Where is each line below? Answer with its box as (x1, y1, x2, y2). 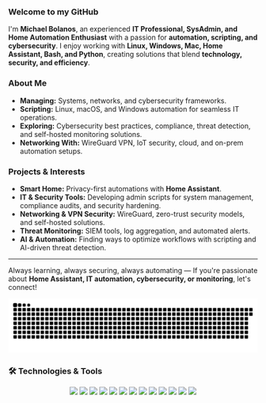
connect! (8, 282, 37, 291)
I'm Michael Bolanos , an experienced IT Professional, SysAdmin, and (8, 25, 238, 34)
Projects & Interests (8, 165, 85, 177)
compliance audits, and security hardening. (19, 200, 161, 210)
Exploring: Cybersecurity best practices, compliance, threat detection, (19, 121, 251, 131)
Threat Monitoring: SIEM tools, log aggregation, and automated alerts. (19, 226, 251, 235)
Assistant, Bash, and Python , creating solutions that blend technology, (8, 50, 243, 59)
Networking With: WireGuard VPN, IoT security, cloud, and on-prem (19, 138, 244, 147)
